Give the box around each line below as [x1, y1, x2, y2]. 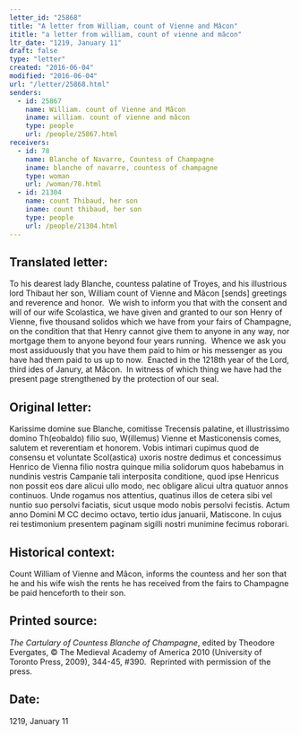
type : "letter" [9, 55, 66, 64]
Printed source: [9, 613, 98, 628]
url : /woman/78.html [25, 180, 102, 189]
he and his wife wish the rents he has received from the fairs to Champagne [9, 577, 289, 588]
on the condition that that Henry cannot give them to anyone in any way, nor [9, 326, 290, 337]
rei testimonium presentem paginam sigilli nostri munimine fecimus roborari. [9, 519, 289, 530]
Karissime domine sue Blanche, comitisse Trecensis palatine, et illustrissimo [9, 423, 290, 435]
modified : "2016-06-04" [9, 72, 99, 81]
